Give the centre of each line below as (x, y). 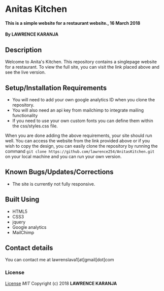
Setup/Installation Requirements (56, 88)
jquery (19, 222)
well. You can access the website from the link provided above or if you (78, 141)
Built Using (22, 199)
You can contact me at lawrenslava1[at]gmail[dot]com (60, 260)
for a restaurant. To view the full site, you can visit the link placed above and (82, 67)
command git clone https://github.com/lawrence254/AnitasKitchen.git (80, 151)
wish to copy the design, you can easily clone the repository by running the (82, 146)
